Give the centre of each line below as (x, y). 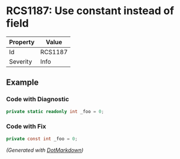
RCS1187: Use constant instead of (90, 11)
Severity (21, 61)
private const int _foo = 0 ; (42, 139)
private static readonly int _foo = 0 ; (55, 111)
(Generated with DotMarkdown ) (45, 150)
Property (22, 42)
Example (22, 83)
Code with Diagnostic (38, 100)
